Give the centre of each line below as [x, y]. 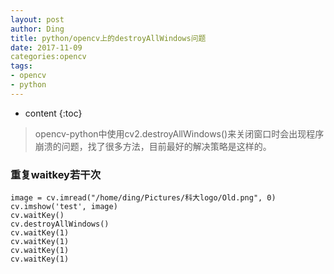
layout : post [37, 19]
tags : [21, 66]
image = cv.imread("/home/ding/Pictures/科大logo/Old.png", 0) [143, 198]
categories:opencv [48, 57]
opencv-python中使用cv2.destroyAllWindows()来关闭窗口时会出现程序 [179, 133]
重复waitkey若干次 [56, 174]
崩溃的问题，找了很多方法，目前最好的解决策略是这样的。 [153, 146]
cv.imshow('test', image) [64, 207]
